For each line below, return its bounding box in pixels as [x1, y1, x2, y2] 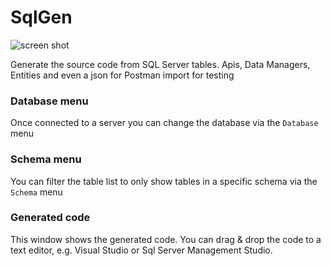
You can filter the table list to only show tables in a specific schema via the [10, 175, 318, 187]
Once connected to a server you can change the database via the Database [10, 117, 319, 129]
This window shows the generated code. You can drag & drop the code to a [10, 233, 322, 245]
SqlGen [10, 6, 73, 29]
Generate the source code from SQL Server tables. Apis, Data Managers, [10, 58, 311, 70]
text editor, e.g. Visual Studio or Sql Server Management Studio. [10, 244, 273, 256]
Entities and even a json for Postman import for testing [10, 69, 235, 81]
